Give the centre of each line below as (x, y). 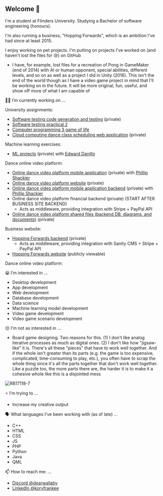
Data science (25, 303)
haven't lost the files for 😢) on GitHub (43, 55)
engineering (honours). (28, 26)
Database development (36, 298)
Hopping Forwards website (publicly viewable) (59, 254)
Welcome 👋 (23, 9)
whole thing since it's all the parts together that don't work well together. (85, 363)
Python (19, 451)
